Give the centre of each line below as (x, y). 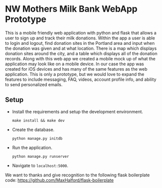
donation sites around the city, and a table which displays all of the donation (81, 53)
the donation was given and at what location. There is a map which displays (81, 48)
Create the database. (33, 130)
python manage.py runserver (40, 156)
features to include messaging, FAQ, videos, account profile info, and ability (81, 79)
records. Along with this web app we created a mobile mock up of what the (80, 58)
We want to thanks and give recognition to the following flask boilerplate (77, 175)
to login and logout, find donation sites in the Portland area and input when (80, 43)
